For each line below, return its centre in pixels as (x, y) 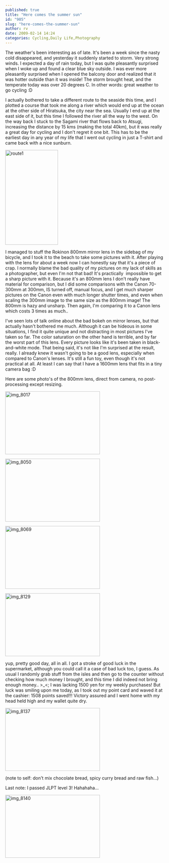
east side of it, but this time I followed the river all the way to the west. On (81, 116)
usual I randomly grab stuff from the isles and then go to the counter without (84, 674)
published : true (22, 10)
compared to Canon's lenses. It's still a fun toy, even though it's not (75, 358)
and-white (16, 347)
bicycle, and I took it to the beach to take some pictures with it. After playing (84, 257)
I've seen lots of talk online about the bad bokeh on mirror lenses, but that (82, 321)
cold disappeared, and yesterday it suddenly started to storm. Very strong (82, 58)
